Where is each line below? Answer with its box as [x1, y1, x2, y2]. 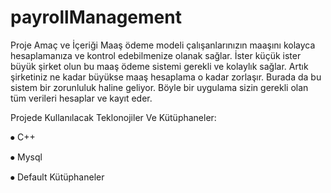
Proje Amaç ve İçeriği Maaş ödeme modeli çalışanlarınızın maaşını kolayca [10, 39, 316, 51]
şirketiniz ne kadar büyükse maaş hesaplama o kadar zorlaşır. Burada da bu [10, 71, 322, 83]
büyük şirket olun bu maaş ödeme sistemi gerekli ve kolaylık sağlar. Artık [10, 60, 309, 72]
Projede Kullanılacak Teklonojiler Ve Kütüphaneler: [10, 111, 217, 123]
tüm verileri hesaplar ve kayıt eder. [10, 92, 153, 104]
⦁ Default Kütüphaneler [10, 171, 105, 183]
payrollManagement [10, 6, 182, 29]
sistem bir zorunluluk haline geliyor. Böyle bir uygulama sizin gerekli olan [10, 81, 309, 93]
